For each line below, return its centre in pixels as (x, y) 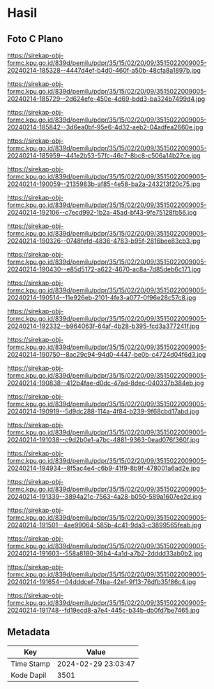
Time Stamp (31, 664)
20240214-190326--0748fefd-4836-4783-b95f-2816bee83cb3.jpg (104, 241)
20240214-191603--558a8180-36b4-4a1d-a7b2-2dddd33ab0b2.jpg (105, 553)
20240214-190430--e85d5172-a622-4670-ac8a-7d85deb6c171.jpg (104, 269)
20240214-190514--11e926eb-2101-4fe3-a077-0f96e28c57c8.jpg (102, 298)
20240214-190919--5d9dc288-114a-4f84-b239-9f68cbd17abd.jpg (103, 411)
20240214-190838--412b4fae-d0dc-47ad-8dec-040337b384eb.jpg (106, 383)
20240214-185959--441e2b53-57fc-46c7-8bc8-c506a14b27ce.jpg (104, 156)
